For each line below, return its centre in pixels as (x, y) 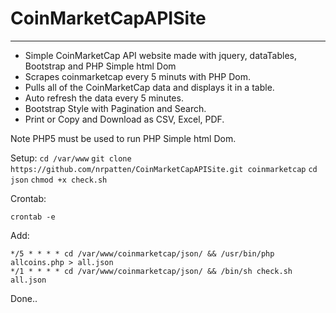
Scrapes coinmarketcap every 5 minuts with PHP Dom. (137, 76)
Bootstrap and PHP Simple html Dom (100, 66)
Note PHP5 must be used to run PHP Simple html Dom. (123, 138)
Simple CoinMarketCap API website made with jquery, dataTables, (161, 55)
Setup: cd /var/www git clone (71, 158)
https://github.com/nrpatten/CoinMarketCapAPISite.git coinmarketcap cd (164, 169)
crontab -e (33, 217)
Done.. (24, 298)
